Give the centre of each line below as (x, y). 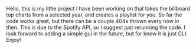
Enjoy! (14, 40)
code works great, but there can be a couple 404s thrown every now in (93, 21)
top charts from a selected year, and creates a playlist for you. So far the (94, 15)
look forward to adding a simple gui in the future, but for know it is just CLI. (97, 34)
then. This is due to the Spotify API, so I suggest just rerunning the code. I (96, 27)
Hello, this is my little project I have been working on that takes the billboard (98, 9)
